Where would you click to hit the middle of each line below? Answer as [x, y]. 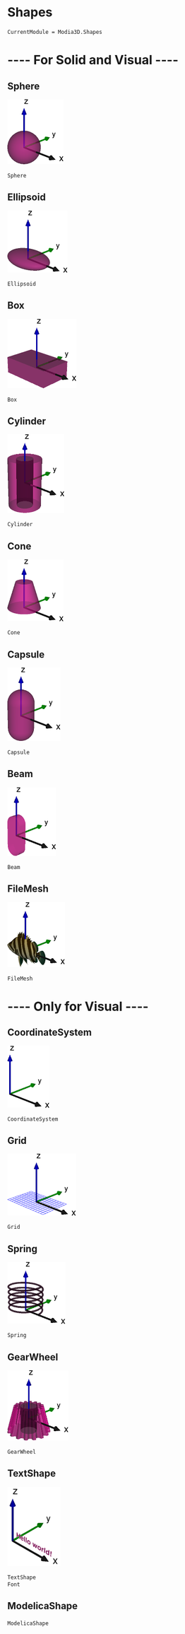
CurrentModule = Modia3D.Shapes [55, 32]
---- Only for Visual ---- [78, 1006]
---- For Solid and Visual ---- [93, 60]
